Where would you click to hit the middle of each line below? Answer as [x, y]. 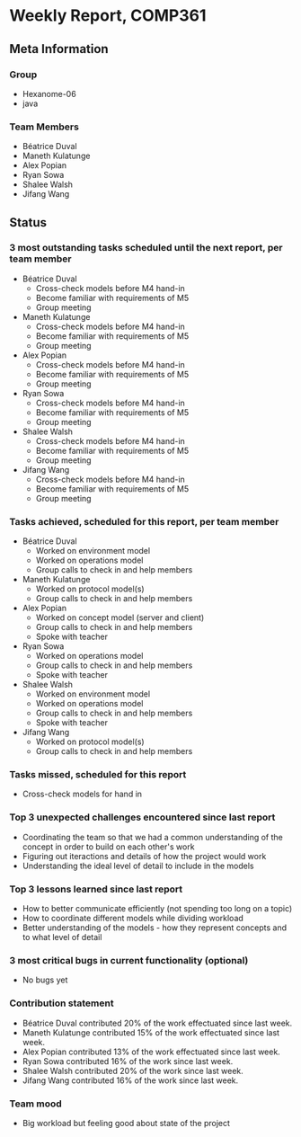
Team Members [44, 127]
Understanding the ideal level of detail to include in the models [138, 866]
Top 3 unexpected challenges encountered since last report [142, 817]
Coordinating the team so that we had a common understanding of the [152, 837]
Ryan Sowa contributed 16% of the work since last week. [128, 1061]
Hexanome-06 [49, 93]
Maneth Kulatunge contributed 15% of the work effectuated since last [151, 1032]
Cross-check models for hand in [82, 794]
